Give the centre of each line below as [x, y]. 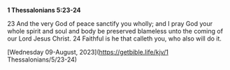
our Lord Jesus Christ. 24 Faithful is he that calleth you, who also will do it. [115, 38]
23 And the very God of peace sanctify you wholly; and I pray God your [110, 23]
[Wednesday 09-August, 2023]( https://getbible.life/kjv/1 [88, 52]
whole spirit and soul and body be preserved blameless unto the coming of [115, 31]
